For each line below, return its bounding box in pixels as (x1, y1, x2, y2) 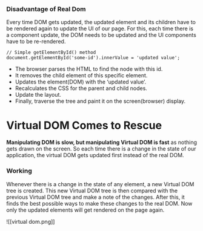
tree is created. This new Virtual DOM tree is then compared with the (6, 187, 178, 194)
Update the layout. (15, 91, 62, 99)
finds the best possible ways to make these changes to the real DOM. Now (6, 200, 193, 207)
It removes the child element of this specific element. (15, 72, 148, 79)
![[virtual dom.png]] (6, 218, 55, 225)
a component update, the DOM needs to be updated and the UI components (6, 31, 197, 39)
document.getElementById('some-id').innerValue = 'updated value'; (6, 55, 181, 61)
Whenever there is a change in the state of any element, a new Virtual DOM (6, 180, 195, 187)
